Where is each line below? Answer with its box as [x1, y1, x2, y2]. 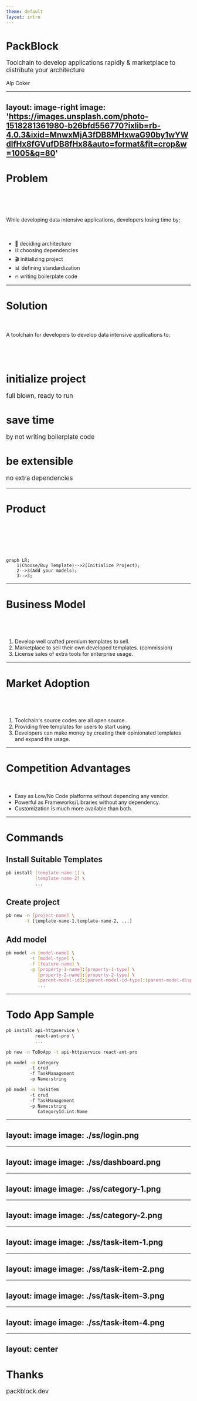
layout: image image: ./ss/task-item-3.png [6, 1291, 165, 1301]
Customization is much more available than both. [14, 805, 133, 812]
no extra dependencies [6, 474, 73, 482]
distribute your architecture [6, 66, 85, 74]
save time [6, 414, 55, 427]
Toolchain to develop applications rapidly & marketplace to [6, 59, 176, 67]
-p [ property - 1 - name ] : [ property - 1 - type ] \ [29, 966, 135, 973]
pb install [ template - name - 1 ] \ [6, 870, 85, 876]
